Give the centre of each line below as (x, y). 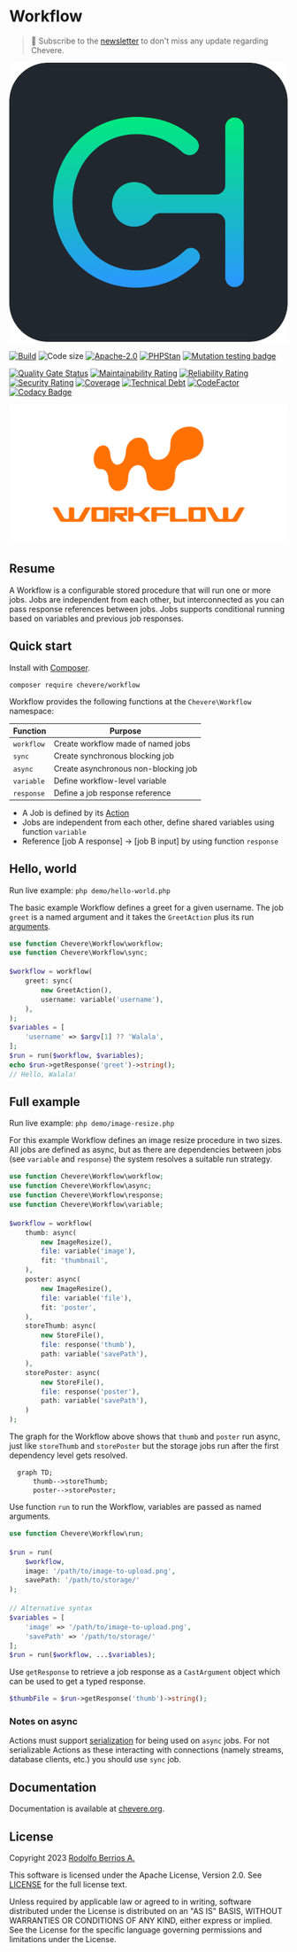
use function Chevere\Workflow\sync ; (79, 953)
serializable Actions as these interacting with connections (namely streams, (147, 1750)
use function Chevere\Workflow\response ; (87, 1195)
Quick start (41, 646)
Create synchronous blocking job (114, 756)
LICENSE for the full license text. (69, 1885)
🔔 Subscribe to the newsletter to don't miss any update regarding (149, 41)
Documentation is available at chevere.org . (87, 1808)
